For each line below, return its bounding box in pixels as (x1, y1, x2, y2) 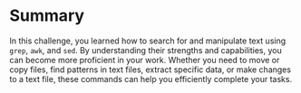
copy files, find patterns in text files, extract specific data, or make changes (9, 64, 292, 75)
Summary (9, 5, 84, 26)
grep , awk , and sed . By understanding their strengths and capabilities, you (9, 44, 283, 55)
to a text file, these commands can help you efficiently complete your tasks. (9, 73, 293, 84)
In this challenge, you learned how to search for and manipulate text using (9, 35, 286, 46)
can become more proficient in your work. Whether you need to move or (9, 54, 280, 65)
